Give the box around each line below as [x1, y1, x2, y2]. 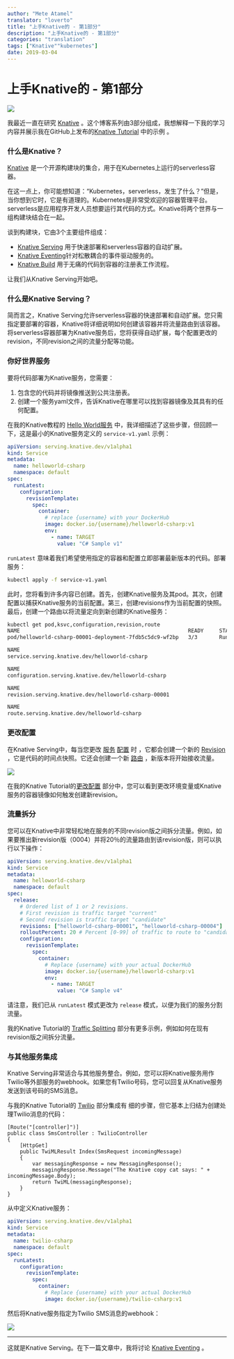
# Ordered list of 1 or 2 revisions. [19, 903, 130, 910]
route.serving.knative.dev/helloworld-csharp [7, 710, 141, 717]
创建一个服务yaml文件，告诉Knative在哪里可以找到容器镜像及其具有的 [17, 397, 218, 405]
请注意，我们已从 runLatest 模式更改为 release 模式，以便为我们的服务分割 [7, 1000, 223, 1010]
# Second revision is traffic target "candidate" [19, 916, 167, 923]
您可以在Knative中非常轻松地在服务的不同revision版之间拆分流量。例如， [7, 826, 216, 835]
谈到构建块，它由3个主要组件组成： [7, 228, 109, 237]
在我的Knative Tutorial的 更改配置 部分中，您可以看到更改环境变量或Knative [7, 781, 221, 790]
